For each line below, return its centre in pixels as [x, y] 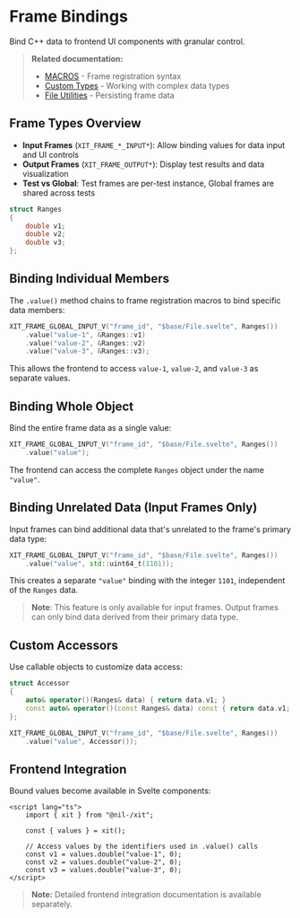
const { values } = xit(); [76, 831]
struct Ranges [36, 209]
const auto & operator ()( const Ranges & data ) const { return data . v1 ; [158, 708]
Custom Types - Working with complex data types [137, 85]
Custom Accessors [64, 645]
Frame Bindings [69, 17]
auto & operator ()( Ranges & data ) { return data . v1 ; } [126, 700]
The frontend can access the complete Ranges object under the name [137, 469]
